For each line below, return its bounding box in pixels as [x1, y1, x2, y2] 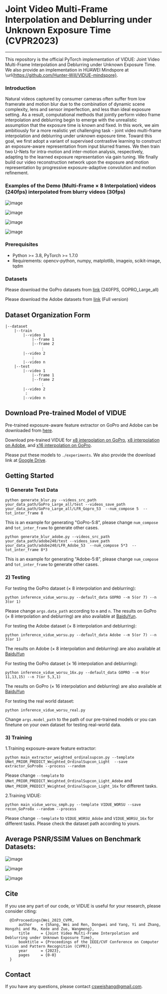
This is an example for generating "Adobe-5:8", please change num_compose [5, 556, 159, 562]
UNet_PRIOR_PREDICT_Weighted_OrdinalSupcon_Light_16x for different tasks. [5, 783, 158, 789]
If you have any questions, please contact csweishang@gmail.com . [5, 984, 143, 990]
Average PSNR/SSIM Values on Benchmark [5, 835, 141, 843]
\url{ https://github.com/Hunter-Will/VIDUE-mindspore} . [5, 72, 118, 78]
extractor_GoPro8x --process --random [5, 764, 85, 769]
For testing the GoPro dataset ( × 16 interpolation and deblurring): [5, 660, 138, 666]
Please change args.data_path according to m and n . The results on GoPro [5, 608, 157, 614]
